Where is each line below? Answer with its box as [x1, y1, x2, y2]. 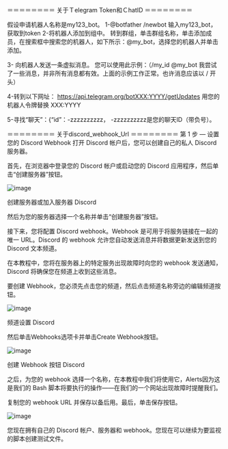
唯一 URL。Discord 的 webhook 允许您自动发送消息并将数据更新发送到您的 [7, 235, 217, 244]
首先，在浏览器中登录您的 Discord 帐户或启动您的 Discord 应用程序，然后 [7, 162, 213, 170]
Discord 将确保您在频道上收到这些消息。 [7, 268, 121, 275]
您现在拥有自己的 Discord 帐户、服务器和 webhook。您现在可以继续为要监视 [7, 426, 222, 434]
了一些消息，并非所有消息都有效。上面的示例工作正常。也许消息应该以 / [7, 69, 208, 77]
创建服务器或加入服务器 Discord [7, 198, 97, 206]
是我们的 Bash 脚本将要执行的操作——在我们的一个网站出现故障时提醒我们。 [7, 384, 222, 392]
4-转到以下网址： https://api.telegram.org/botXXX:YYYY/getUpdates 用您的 [7, 92, 220, 101]
